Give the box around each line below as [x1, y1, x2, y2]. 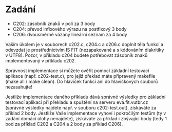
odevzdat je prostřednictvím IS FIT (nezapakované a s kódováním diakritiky [5, 47, 164, 53]
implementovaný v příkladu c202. [5, 57, 76, 63]
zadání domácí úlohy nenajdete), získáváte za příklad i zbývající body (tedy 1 [5, 115, 167, 121]
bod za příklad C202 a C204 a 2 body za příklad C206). [5, 121, 123, 127]
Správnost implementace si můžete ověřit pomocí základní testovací [5, 68, 149, 74]
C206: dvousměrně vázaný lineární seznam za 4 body [12, 31, 127, 37]
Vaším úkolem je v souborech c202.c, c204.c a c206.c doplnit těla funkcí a [5, 41, 163, 47]
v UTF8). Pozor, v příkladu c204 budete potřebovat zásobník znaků [5, 52, 148, 58]
